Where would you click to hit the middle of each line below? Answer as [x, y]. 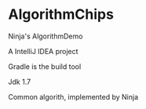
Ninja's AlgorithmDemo [46, 36]
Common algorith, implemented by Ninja [73, 96]
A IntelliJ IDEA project [43, 51]
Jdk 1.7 [20, 82]
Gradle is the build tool [45, 66]
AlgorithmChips [61, 15]
